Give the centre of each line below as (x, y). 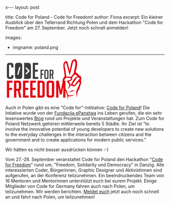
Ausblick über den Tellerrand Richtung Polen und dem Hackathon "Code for (84, 22)
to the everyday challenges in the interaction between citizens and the (78, 134)
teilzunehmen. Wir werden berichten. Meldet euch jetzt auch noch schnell (82, 192)
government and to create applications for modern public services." (76, 140)
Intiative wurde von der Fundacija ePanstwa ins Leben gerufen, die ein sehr (84, 113)
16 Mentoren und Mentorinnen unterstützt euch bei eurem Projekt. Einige (81, 181)
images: (13, 38)
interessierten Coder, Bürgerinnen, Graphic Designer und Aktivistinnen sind (84, 170)
